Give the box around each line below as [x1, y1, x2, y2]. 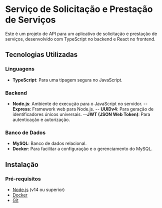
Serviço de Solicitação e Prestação [5, 3, 153, 15]
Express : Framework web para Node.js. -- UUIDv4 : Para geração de [12, 106, 154, 112]
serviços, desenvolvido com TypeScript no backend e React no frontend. [5, 36, 156, 42]
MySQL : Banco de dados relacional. [12, 140, 87, 146]
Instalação [5, 160, 39, 168]
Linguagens [5, 65, 35, 72]
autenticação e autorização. [12, 116, 70, 122]
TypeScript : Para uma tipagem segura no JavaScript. [12, 76, 122, 83]
